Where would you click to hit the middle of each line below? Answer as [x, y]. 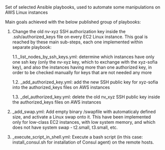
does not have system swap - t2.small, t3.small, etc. [65, 127]
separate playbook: [32, 47]
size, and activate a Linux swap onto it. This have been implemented [82, 117]
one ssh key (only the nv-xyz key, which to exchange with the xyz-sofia [85, 62]
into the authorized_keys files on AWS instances [61, 87]
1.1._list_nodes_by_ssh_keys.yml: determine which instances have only [83, 57]
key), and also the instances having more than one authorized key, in [82, 67]
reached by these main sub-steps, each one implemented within [77, 42]
